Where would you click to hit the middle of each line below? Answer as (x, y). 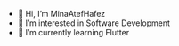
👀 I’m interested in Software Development (94, 23)
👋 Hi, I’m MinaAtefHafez (61, 14)
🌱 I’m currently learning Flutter (73, 32)
